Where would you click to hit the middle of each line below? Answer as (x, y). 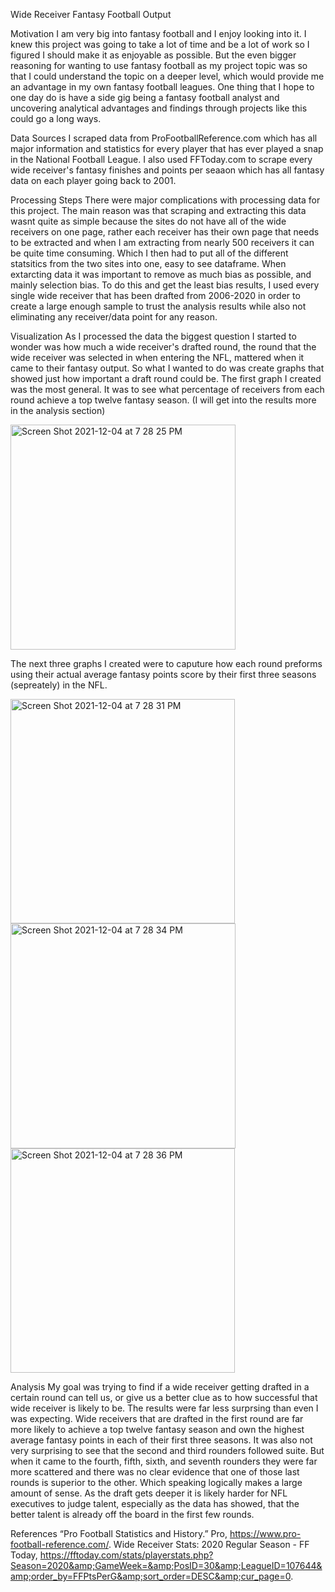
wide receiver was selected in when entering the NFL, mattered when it (157, 357)
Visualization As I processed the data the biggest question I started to (153, 336)
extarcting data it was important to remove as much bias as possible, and (161, 274)
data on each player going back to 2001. (93, 180)
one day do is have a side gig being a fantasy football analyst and (145, 97)
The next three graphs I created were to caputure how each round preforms (166, 663)
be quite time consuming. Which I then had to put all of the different (149, 253)
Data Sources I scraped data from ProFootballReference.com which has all (164, 138)
